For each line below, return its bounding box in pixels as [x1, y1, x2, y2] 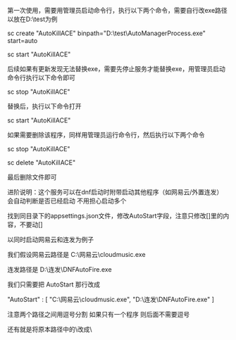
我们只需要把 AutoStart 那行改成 [7, 280, 101, 289]
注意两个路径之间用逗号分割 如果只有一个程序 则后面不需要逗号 [7, 310, 190, 318]
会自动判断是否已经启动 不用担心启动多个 [7, 196, 127, 205]
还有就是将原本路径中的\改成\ [7, 325, 93, 333]
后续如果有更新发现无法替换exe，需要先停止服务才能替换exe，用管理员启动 [7, 65, 225, 73]
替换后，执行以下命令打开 [7, 102, 82, 111]
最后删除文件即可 [7, 173, 57, 181]
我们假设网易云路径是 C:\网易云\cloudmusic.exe [7, 251, 146, 258]
